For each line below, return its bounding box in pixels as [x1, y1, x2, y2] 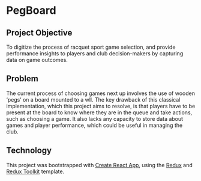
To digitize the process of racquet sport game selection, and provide [6, 43, 176, 51]
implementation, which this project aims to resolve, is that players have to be [6, 102, 196, 109]
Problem [6, 73, 39, 84]
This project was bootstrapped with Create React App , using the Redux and [6, 161, 193, 168]
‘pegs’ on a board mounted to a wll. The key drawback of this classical [6, 96, 181, 103]
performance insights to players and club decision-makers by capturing [6, 50, 184, 57]
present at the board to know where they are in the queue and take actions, [6, 109, 193, 116]
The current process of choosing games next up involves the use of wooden [6, 90, 195, 97]
